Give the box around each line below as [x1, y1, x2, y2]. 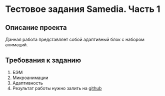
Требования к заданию [5, 56, 81, 65]
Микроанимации [12, 75, 48, 81]
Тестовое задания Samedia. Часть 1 [5, 3, 160, 15]
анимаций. [5, 42, 28, 48]
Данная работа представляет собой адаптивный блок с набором [5, 36, 145, 42]
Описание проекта [5, 23, 67, 32]
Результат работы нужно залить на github [12, 85, 102, 91]
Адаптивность [12, 80, 43, 86]
